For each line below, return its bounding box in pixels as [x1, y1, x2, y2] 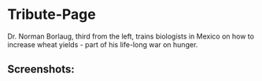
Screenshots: [7, 63, 76, 76]
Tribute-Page [7, 6, 96, 24]
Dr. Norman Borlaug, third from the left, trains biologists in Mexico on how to [7, 31, 255, 41]
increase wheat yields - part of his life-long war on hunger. [7, 39, 198, 49]
